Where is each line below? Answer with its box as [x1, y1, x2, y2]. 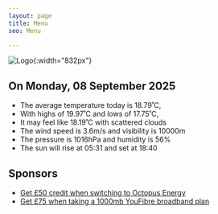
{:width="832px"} [33, 56, 93, 65]
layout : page [8, 11, 52, 20]
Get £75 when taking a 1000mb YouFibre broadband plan [19, 196, 210, 206]
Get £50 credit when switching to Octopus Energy [19, 188, 187, 197]
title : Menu [8, 19, 48, 27]
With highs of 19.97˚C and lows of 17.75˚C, [19, 109, 159, 119]
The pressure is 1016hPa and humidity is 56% [19, 134, 171, 145]
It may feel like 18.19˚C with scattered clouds [19, 117, 167, 127]
